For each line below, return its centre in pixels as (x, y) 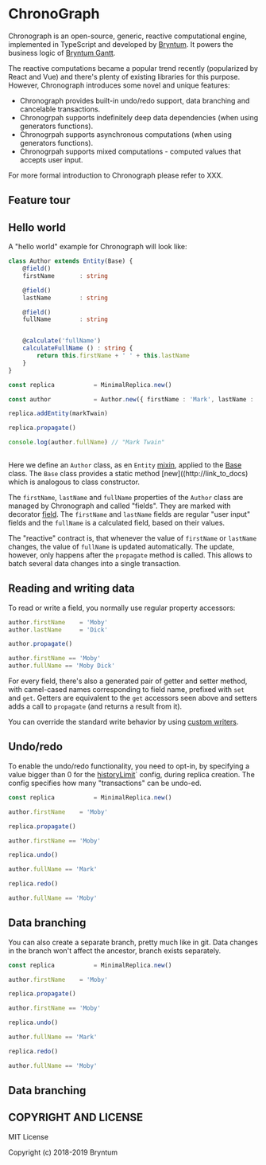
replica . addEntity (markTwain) (58, 414)
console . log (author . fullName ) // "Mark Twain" (87, 443)
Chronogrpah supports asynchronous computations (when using (126, 134)
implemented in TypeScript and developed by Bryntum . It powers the (121, 44)
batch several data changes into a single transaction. (94, 563)
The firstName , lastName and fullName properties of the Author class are (126, 497)
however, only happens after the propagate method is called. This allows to (130, 555)
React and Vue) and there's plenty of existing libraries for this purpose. (124, 76)
